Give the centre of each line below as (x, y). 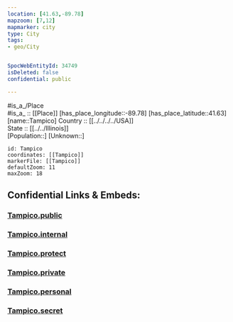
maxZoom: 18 (25, 173)
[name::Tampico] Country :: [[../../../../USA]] (70, 121)
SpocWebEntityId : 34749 (43, 66)
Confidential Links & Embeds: (74, 195)
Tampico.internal (38, 234)
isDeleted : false (33, 72)
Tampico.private (37, 272)
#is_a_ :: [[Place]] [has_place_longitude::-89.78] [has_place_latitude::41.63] (117, 113)
